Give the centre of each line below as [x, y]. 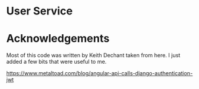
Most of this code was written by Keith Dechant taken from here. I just [93, 55]
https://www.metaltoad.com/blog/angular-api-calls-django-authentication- [99, 73]
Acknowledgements [58, 39]
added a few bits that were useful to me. [57, 62]
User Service [40, 11]
